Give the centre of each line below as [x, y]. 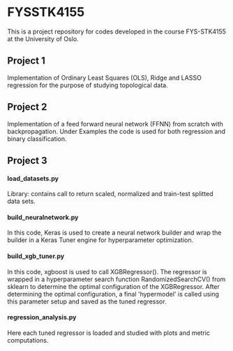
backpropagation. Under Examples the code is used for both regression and [116, 131]
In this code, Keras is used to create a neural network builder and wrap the [114, 233]
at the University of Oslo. [43, 38]
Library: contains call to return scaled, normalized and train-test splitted [110, 194]
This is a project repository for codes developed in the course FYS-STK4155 [117, 31]
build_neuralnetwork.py [43, 217]
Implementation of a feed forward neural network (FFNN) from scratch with [115, 124]
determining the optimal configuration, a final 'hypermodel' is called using [113, 294]
